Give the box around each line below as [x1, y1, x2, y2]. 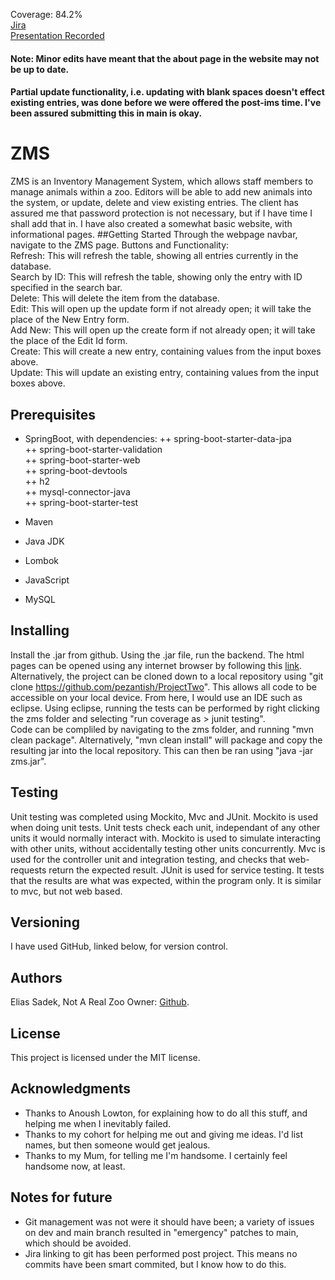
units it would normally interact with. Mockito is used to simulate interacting [10, 832, 321, 844]
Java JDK [24, 535, 65, 547]
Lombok [24, 554, 60, 566]
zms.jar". [10, 755, 47, 767]
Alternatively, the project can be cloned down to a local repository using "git [10, 670, 324, 682]
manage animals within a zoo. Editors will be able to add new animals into [10, 186, 313, 198]
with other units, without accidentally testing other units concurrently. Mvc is [10, 842, 326, 854]
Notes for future [10, 1189, 113, 1206]
